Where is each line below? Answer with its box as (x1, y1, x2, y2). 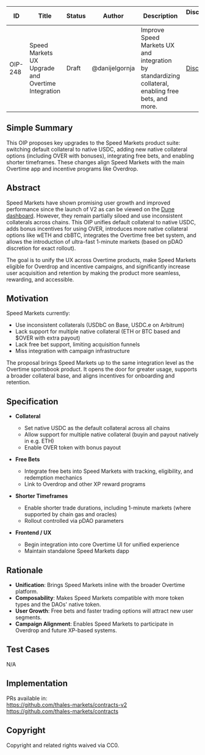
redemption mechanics (24, 474, 82, 481)
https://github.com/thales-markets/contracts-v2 (6, 701, 128, 708)
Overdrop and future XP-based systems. (15, 627, 117, 634)
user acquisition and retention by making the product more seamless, (6, 269, 181, 277)
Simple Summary (6, 123, 73, 133)
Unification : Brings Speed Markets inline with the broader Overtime (15, 582, 185, 589)
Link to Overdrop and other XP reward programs (24, 481, 146, 488)
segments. (15, 614, 42, 621)
